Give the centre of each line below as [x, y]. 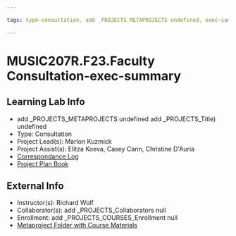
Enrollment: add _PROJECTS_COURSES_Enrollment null [97, 218]
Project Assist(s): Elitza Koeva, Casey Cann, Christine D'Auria [106, 149]
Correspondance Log [48, 156]
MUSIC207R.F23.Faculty [81, 61]
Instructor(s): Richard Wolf [55, 203]
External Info [35, 186]
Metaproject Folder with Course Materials [77, 225]
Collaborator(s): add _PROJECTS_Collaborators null [91, 210]
